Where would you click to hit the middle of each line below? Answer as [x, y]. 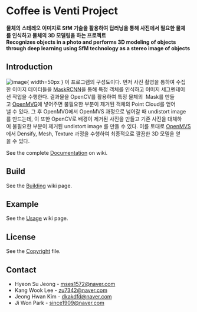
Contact [21, 270]
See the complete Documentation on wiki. [57, 152]
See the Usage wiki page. [37, 218]
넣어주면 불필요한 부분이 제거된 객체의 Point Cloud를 [104, 104]
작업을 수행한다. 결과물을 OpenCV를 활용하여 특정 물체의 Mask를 [88, 96]
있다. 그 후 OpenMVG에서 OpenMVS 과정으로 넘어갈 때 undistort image [102, 111]
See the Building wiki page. [39, 186]
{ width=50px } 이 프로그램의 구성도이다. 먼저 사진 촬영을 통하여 [101, 82]
